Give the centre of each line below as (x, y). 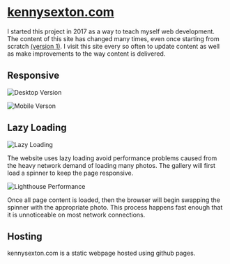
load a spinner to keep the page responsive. (70, 173)
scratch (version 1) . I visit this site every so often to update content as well (114, 46)
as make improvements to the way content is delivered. (86, 54)
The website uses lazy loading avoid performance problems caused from (112, 158)
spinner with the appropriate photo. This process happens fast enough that (115, 207)
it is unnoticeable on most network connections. (76, 215)
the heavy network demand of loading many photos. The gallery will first (112, 165)
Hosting (25, 236)
